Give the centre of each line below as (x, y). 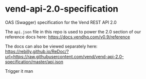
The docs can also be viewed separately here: (51, 46)
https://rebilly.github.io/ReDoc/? (37, 51)
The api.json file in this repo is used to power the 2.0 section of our (73, 32)
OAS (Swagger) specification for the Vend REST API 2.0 (61, 22)
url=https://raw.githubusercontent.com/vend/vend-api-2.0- (64, 56)
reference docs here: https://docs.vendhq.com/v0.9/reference (68, 37)
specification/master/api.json (34, 62)
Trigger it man (19, 71)
